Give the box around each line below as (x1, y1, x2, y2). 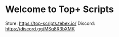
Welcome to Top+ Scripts (5, 4, 114, 15)
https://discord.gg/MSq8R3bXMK (5, 25, 75, 31)
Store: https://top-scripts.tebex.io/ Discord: (5, 20, 95, 26)
